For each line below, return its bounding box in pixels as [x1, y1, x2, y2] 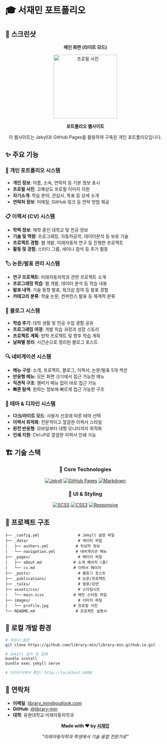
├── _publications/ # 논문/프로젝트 [5, 576, 106, 581]
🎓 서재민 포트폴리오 [5, 5, 86, 16]
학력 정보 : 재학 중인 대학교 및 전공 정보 [12, 226, 88, 233]
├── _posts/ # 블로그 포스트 [5, 571, 106, 576]
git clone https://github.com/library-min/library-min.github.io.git [5, 642, 156, 648]
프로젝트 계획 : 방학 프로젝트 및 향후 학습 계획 [12, 332, 101, 339]
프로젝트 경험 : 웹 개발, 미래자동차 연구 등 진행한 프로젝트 [12, 239, 123, 245]
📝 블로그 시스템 [5, 307, 40, 314]
